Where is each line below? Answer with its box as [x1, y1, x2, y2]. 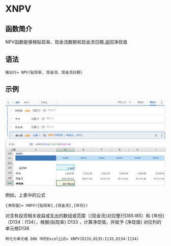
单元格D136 [5, 225, 30, 231]
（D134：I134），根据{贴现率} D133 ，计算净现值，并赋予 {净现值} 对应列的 [5, 219, 162, 225]
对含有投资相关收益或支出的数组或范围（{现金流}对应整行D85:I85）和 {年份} [5, 213, 164, 219]
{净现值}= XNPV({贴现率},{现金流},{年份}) [5, 203, 88, 208]
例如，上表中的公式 [5, 192, 46, 198]
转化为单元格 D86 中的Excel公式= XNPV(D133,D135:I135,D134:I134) [5, 236, 139, 241]
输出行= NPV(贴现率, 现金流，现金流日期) [5, 69, 83, 75]
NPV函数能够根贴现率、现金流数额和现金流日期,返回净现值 [5, 39, 128, 45]
